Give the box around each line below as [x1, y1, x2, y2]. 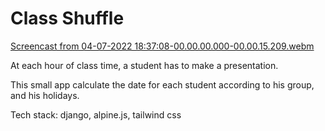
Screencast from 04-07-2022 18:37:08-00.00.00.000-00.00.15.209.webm [10, 40, 315, 52]
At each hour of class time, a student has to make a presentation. [10, 59, 279, 71]
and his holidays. [10, 89, 80, 101]
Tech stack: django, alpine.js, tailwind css [10, 108, 182, 121]
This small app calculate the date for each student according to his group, [10, 78, 315, 91]
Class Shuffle [10, 7, 125, 30]
